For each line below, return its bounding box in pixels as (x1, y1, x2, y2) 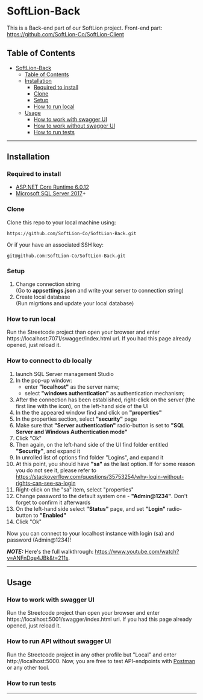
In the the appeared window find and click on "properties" (15, 409, 162, 416)
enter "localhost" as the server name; (24, 383, 120, 391)
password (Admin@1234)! (7, 536, 72, 543)
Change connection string (15, 280, 81, 288)
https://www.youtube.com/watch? (95, 548, 180, 555)
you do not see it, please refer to (15, 467, 97, 474)
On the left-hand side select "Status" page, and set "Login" (15, 505, 166, 512)
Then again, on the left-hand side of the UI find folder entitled (15, 441, 168, 448)
